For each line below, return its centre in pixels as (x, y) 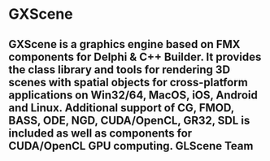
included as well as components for (100, 133)
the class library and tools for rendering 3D (119, 70)
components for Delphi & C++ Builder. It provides (135, 57)
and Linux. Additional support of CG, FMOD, (121, 108)
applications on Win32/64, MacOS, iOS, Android (133, 95)
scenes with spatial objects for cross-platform (128, 82)
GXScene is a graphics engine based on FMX (124, 44)
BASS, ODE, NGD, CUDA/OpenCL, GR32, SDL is (129, 120)
